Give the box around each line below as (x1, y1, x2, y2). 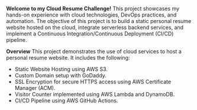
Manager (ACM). (14, 85, 56, 91)
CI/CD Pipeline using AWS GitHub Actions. (14, 97, 118, 104)
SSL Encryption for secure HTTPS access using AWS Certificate (14, 78, 172, 85)
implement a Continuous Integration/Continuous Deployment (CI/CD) (6, 30, 174, 37)
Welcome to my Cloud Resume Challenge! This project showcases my (6, 5, 179, 12)
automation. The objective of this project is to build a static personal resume (6, 18, 192, 24)
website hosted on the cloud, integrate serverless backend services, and (6, 24, 184, 31)
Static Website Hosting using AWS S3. (14, 66, 108, 73)
